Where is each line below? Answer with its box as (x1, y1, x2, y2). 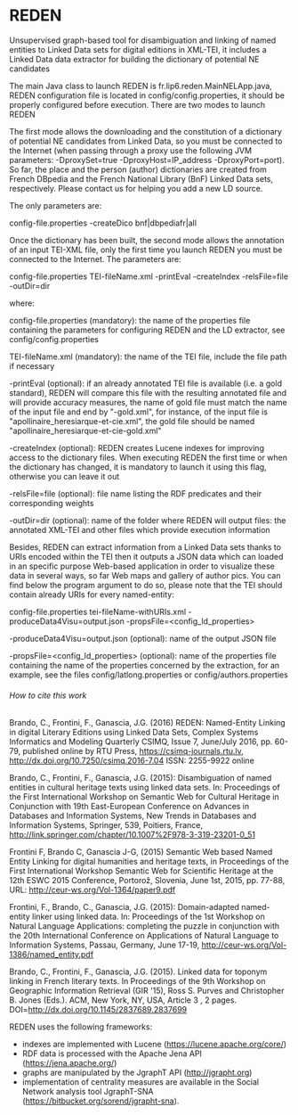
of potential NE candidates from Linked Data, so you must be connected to (9, 135, 283, 146)
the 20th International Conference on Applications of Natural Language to (9, 931, 279, 941)
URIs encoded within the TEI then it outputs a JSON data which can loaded (9, 551, 284, 562)
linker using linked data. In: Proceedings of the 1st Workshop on (32, 911, 265, 922)
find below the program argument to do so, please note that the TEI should (9, 579, 283, 590)
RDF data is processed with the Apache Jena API (21, 1048, 203, 1059)
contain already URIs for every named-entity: (9, 589, 175, 600)
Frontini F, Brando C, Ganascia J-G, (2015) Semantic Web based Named (9, 847, 273, 857)
